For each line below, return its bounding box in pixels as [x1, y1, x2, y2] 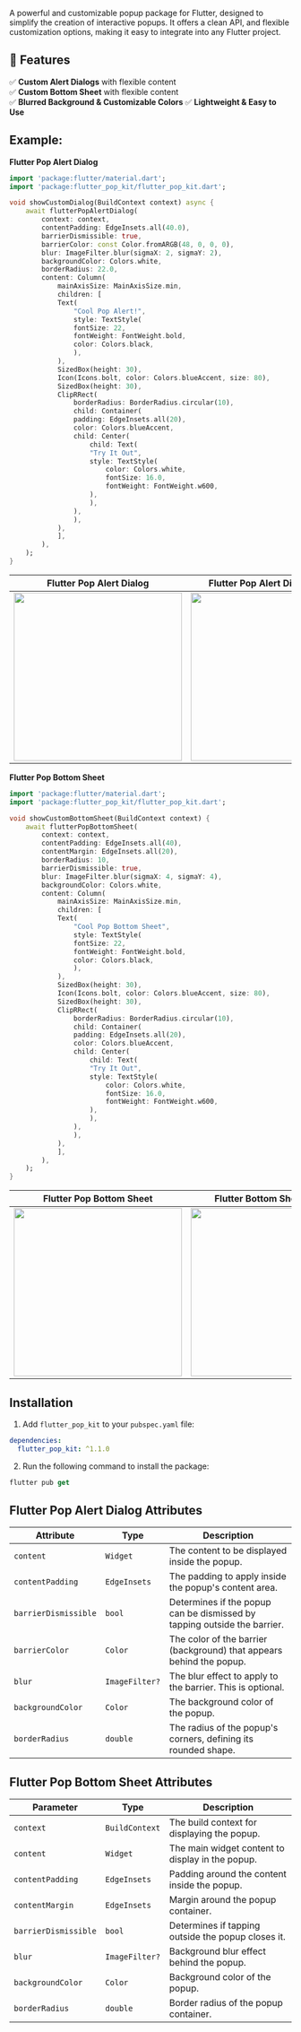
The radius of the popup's [168, 1722, 279, 1734]
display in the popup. [168, 1854, 258, 1866]
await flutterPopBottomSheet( [25, 822, 139, 831]
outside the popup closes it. [168, 1931, 287, 1943]
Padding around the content [168, 1868, 287, 1880]
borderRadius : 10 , [41, 855, 110, 864]
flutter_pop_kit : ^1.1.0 [17, 1444, 110, 1454]
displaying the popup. [168, 1828, 261, 1840]
